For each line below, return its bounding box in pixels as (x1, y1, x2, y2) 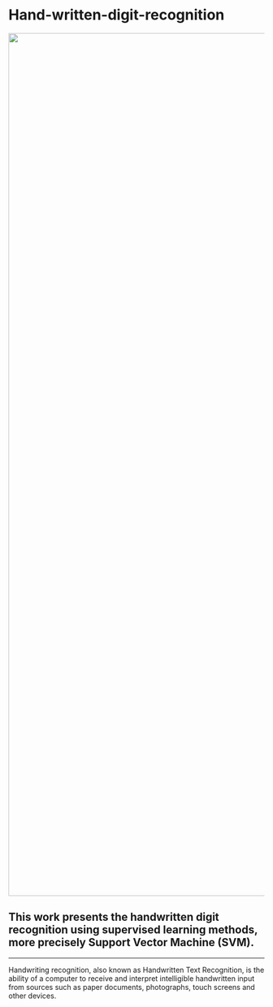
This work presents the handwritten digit (8, 910, 219, 924)
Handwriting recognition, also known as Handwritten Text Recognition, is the (8, 965, 265, 975)
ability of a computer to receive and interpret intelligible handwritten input (8, 973, 255, 983)
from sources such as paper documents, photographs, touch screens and (8, 982, 256, 992)
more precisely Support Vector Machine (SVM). (8, 936, 254, 949)
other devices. (8, 991, 57, 1001)
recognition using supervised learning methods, (8, 923, 258, 937)
